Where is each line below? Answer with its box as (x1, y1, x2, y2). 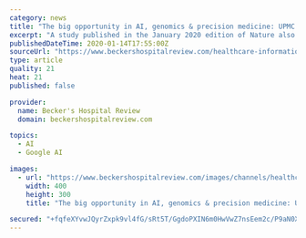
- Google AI (17, 148, 64, 158)
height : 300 (25, 190, 71, 199)
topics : (9, 131, 39, 140)
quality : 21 (9, 65, 55, 74)
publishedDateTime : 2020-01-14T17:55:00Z (9, 38, 169, 48)
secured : (9, 215, 43, 224)
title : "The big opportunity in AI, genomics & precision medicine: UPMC (9, 22, 296, 31)
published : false (9, 81, 76, 90)
